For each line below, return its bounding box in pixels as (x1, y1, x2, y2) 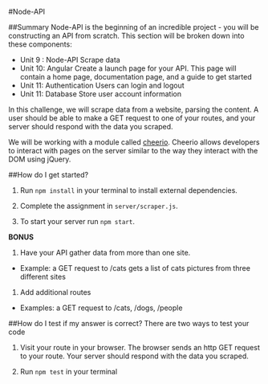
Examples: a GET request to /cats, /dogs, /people (19, 303, 183, 313)
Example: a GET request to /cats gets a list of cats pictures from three (19, 263, 251, 272)
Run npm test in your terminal (19, 367, 118, 376)
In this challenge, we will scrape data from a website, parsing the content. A (8, 104, 259, 114)
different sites (19, 272, 67, 281)
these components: (8, 39, 72, 49)
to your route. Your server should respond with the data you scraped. (19, 351, 249, 361)
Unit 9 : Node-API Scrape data (19, 55, 120, 64)
